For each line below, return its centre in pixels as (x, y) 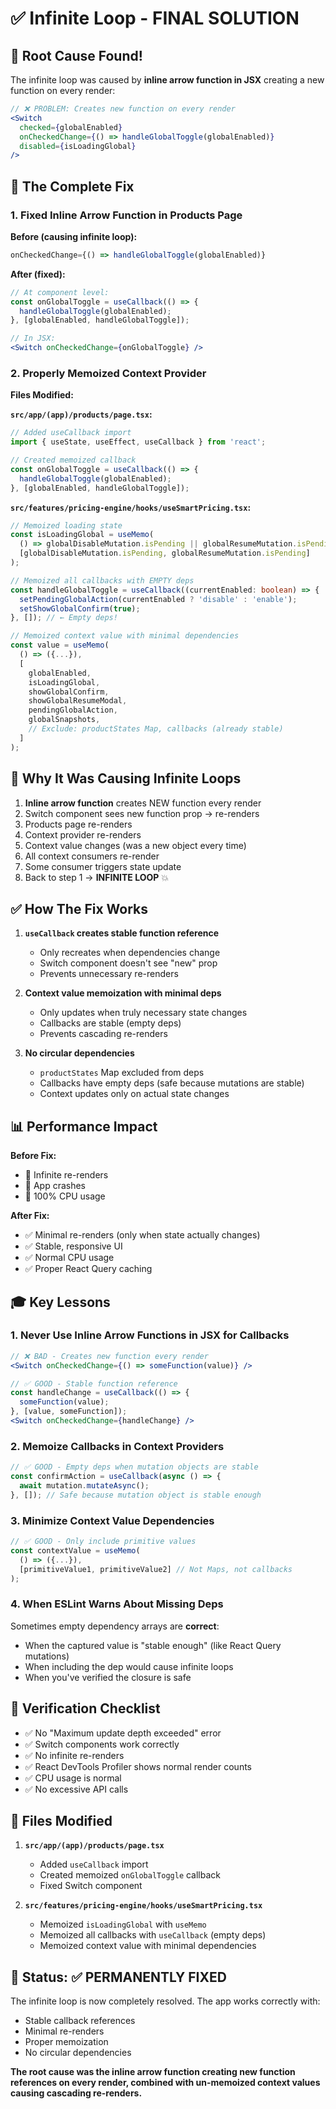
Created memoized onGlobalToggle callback (130, 1875)
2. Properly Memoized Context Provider (108, 373)
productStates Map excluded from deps (122, 1073)
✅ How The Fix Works (79, 908)
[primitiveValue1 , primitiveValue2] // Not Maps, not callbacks (156, 1569)
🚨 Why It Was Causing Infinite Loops (126, 778)
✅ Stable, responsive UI (73, 1246)
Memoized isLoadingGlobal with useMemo (123, 1924)
